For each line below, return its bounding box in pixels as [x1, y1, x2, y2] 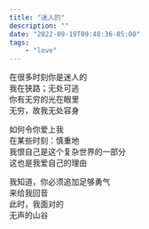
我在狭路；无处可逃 [9, 83, 80, 94]
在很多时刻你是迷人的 [9, 72, 87, 83]
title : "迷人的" [9, 12, 66, 22]
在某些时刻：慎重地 [9, 135, 80, 146]
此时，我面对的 [9, 199, 64, 209]
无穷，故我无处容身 [9, 105, 80, 116]
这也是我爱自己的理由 [9, 158, 87, 168]
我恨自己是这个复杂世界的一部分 [9, 146, 126, 157]
